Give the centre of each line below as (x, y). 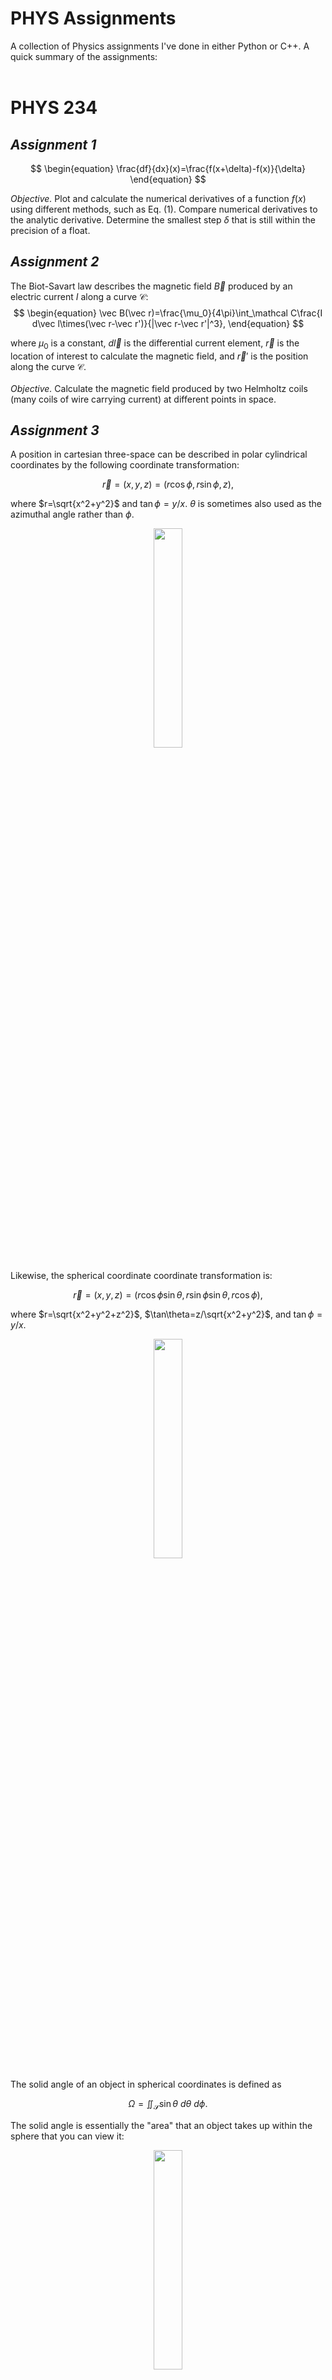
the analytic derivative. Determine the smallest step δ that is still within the (163, 219)
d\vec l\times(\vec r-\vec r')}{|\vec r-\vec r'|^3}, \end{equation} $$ (168, 323)
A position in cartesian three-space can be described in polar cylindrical (159, 454)
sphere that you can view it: (67, 2136)
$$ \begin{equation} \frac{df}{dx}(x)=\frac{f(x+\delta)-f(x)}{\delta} (168, 168)
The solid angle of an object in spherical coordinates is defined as (146, 2084)
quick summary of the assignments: (84, 56)
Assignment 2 (55, 262)
